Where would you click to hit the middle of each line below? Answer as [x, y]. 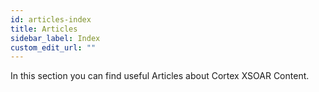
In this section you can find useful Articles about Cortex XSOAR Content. [160, 76]
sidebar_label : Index [55, 38]
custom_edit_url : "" [53, 47]
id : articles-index [51, 19]
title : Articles [44, 29]
